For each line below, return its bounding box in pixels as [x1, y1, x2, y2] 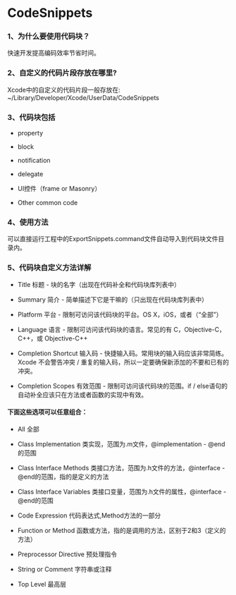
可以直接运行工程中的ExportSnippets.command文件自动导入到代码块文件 [7, 235, 218, 243]
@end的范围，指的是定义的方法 [17, 472, 109, 481]
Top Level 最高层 [17, 579, 67, 588]
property [17, 129, 44, 137]
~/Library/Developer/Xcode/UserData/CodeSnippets [7, 93, 160, 102]
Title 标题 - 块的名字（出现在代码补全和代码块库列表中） [17, 280, 181, 288]
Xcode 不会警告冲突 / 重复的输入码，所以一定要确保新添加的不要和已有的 [17, 357, 229, 366]
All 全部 [17, 424, 40, 433]
